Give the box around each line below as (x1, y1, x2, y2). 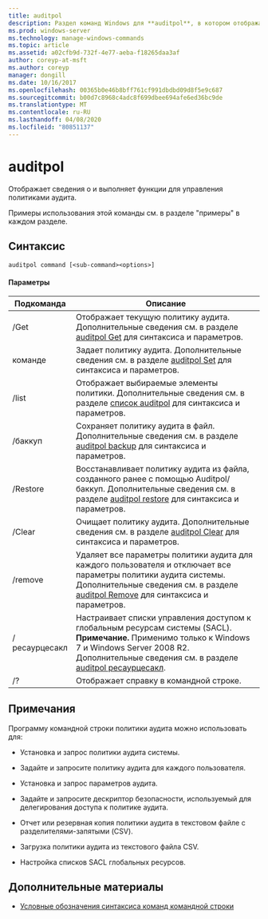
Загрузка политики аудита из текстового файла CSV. (19, 841, 199, 851)
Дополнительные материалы (8, 880, 164, 893)
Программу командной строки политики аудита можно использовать (8, 723, 247, 733)
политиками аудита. (8, 193, 77, 202)
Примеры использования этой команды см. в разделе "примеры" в (8, 208, 240, 217)
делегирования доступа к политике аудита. (19, 802, 169, 812)
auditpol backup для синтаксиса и (75, 440, 207, 452)
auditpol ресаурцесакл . (75, 662, 166, 673)
